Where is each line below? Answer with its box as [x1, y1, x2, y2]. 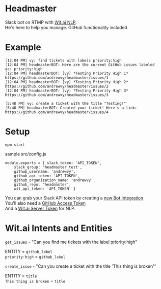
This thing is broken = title [5, 278, 66, 284]
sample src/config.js [5, 151, 47, 157]
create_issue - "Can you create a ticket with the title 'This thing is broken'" [5, 263, 156, 269]
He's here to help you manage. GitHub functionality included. [5, 24, 129, 30]
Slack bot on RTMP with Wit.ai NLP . [5, 19, 77, 25]
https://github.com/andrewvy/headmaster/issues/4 [5, 109, 109, 115]
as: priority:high [5, 66, 43, 71]
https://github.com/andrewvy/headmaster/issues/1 [5, 75, 109, 80]
